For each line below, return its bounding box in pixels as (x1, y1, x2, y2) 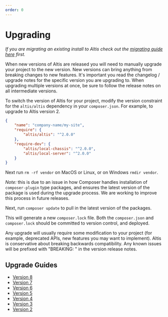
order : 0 (5, 7, 24, 13)
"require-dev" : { (14, 141, 51, 146)
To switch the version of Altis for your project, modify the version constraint (5, 97, 162, 103)
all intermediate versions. (5, 88, 58, 94)
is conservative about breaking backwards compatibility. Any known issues (5, 241, 161, 247)
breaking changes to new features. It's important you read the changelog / (5, 72, 160, 78)
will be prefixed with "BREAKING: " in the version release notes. (5, 246, 137, 252)
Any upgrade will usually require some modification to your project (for (5, 230, 152, 236)
